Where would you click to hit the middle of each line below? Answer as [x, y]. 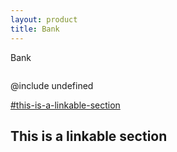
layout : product [44, 19]
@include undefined [52, 85]
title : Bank [35, 29]
